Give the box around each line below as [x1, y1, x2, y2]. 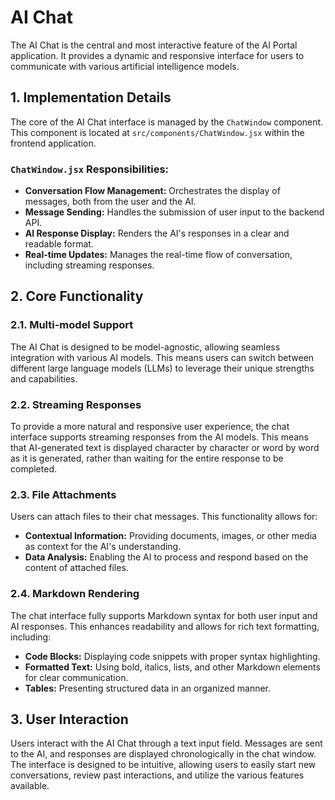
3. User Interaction [10, 711, 129, 728]
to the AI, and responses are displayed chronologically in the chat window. [10, 748, 317, 760]
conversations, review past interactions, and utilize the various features [10, 769, 305, 781]
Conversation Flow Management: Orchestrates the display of [24, 185, 281, 197]
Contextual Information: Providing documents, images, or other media [24, 530, 317, 542]
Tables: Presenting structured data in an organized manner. [24, 682, 272, 694]
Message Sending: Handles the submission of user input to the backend [24, 206, 325, 218]
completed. [10, 463, 57, 475]
